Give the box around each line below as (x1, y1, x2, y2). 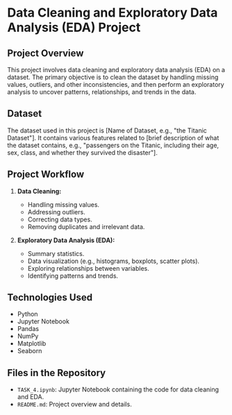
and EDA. (17, 393, 44, 401)
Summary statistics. (27, 249, 85, 257)
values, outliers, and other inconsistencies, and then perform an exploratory (7, 81, 224, 88)
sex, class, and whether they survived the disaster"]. (7, 148, 158, 157)
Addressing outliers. (27, 207, 85, 216)
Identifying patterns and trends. (27, 271, 119, 280)
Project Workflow (7, 169, 85, 180)
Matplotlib (17, 339, 47, 348)
